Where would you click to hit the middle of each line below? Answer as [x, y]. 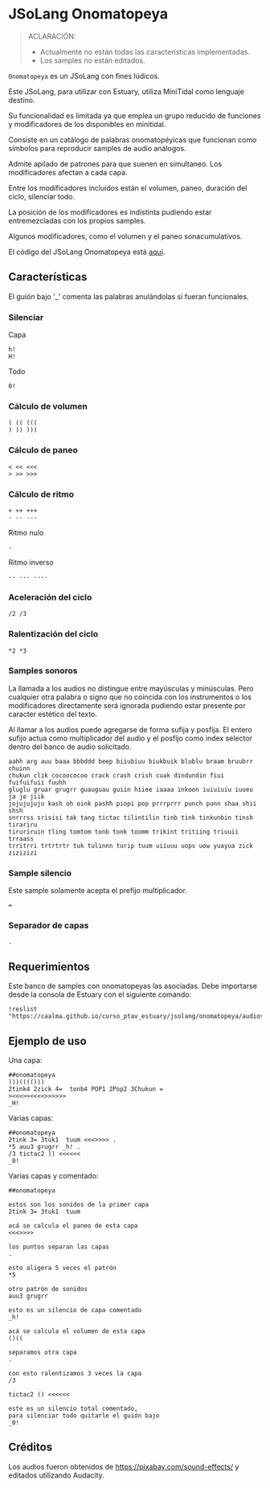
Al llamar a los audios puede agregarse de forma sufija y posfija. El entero [131, 729]
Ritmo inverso [31, 562]
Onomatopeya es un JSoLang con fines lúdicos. [84, 76]
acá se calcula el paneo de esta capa [73, 1226]
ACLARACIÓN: [52, 36]
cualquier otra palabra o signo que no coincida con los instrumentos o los [130, 697]
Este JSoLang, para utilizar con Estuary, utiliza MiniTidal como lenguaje [127, 91]
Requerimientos [49, 967]
